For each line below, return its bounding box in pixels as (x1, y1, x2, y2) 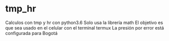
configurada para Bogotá (5, 30, 58, 36)
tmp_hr (5, 3, 37, 14)
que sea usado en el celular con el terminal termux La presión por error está (5, 24, 164, 30)
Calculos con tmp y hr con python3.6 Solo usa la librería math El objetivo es (5, 19, 163, 25)
